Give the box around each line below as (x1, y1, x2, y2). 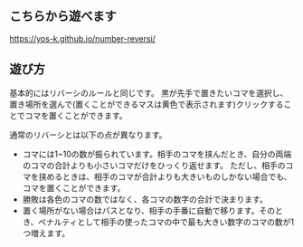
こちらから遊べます (9, 8, 117, 24)
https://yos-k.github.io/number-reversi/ (9, 33, 156, 43)
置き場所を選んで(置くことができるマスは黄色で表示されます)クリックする (9, 99, 284, 109)
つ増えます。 (22, 227, 71, 238)
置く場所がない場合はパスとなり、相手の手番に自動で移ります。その (22, 204, 276, 215)
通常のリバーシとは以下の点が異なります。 (9, 129, 167, 140)
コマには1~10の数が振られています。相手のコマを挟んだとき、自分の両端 (22, 148, 292, 159)
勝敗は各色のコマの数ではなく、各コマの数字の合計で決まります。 (22, 194, 269, 204)
